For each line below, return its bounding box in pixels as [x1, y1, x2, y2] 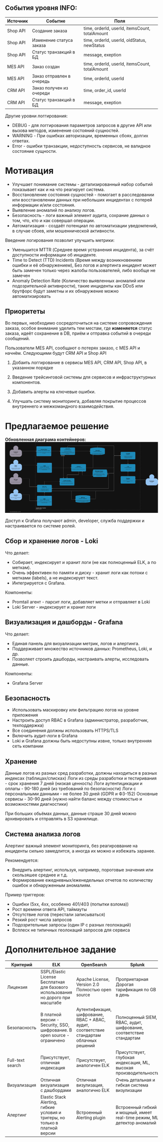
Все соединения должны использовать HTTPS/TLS [12, 727, 119, 734]
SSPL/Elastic [40, 968, 66, 975]
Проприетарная [115, 977, 149, 982]
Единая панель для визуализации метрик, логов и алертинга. [12, 640, 140, 646]
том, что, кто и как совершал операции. [12, 218, 96, 223]
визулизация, [76, 1082, 104, 1088]
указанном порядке [12, 365, 53, 371]
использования [40, 989, 72, 995]
